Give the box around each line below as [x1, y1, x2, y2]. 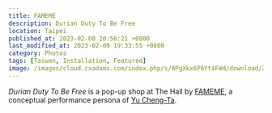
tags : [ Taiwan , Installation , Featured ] [8, 57, 147, 65]
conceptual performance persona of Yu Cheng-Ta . [8, 94, 177, 105]
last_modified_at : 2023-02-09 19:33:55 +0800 [8, 42, 164, 50]
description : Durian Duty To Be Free [8, 19, 136, 27]
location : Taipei [8, 27, 67, 35]
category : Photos [8, 49, 67, 57]
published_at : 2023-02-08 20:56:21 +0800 [8, 34, 151, 43]
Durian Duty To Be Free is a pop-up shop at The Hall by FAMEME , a [8, 86, 233, 96]
